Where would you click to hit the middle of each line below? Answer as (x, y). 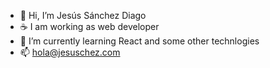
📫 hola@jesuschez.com (70, 52)
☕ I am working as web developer (89, 26)
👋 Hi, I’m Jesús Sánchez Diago (83, 15)
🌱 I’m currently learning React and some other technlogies (139, 41)
